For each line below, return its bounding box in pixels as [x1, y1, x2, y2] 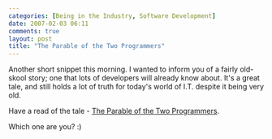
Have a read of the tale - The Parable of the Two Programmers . [8, 106, 220, 116]
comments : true [8, 27, 60, 35]
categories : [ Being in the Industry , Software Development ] [8, 11, 217, 20]
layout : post [8, 34, 53, 43]
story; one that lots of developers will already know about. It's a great [28, 73, 260, 83]
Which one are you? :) [8, 122, 82, 132]
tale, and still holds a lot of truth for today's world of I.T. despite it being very [8, 82, 265, 92]
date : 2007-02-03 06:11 [8, 20, 89, 28]
